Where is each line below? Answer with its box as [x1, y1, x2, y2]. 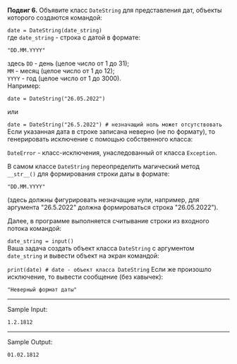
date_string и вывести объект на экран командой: [7, 251, 160, 260]
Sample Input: [7, 306, 48, 313]
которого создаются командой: [7, 13, 102, 22]
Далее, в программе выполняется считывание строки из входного [7, 217, 209, 225]
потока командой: [7, 225, 62, 232]
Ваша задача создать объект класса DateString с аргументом [7, 244, 195, 252]
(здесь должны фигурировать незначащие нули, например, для [7, 196, 200, 203]
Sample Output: [7, 338, 53, 346]
